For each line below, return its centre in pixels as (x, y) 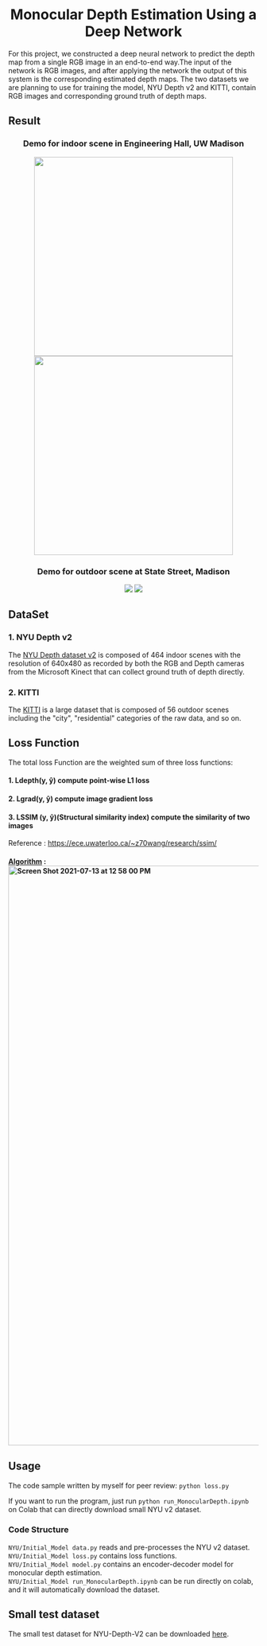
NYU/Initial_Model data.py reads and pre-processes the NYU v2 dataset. (129, 1547)
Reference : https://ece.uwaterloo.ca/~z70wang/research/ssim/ (112, 843)
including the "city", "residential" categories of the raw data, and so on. (125, 717)
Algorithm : (27, 861)
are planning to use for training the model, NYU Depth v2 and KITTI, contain (132, 87)
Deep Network (133, 31)
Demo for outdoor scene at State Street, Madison (133, 571)
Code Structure (39, 1530)
